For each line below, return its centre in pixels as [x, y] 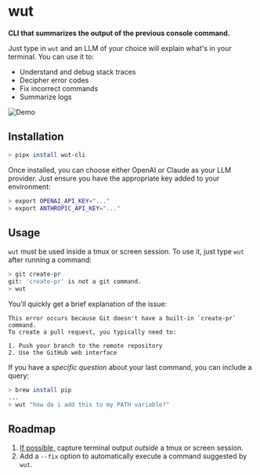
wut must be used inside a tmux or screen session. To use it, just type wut [126, 252]
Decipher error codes [54, 80]
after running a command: [50, 260]
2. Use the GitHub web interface [63, 353]
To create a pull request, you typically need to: [92, 332]
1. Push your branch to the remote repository [85, 345]
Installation [36, 137]
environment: [29, 186]
